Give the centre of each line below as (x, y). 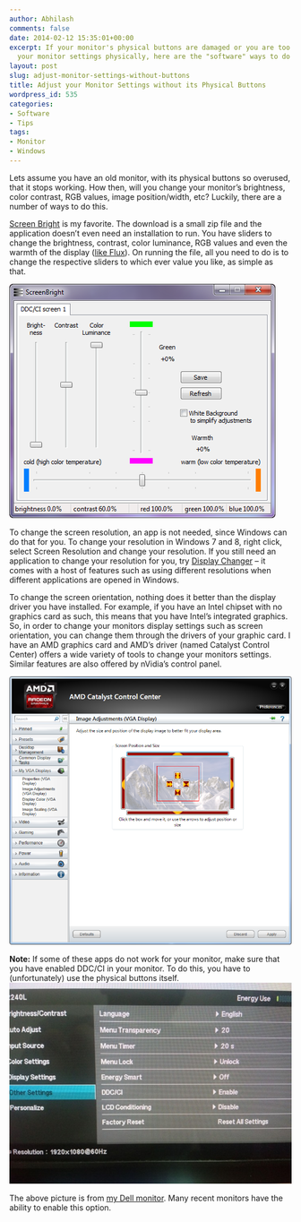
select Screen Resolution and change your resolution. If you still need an (143, 551)
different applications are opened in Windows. (94, 580)
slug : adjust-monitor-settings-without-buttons (100, 76)
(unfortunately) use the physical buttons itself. (94, 977)
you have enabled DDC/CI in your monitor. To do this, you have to (130, 968)
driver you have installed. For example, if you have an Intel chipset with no (146, 607)
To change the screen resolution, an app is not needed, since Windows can (148, 532)
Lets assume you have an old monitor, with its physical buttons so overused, (150, 177)
